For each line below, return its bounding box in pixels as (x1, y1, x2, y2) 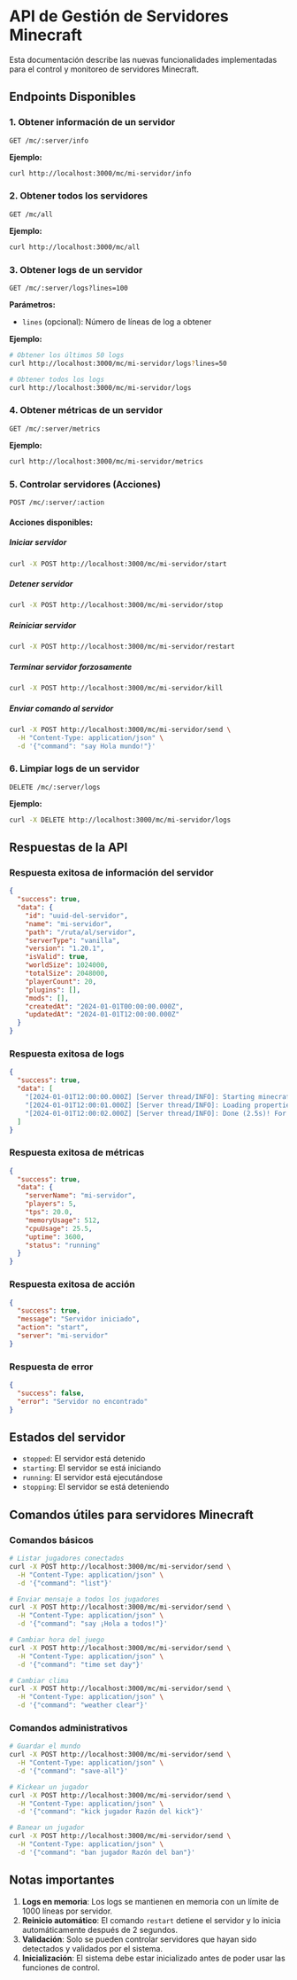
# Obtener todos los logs (9, 375, 104, 384)
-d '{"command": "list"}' (17, 1579, 113, 1587)
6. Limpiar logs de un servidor (9, 762, 140, 775)
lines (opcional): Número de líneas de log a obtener (21, 316, 212, 327)
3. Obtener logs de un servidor (9, 263, 143, 276)
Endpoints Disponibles (9, 90, 136, 105)
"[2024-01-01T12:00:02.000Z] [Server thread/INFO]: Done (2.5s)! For (25, 1109, 287, 1118)
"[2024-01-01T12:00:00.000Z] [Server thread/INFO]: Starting (25, 1093, 255, 1102)
